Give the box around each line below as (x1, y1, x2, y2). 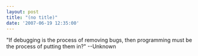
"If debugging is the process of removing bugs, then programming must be (6, 37, 193, 44)
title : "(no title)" (6, 14, 58, 20)
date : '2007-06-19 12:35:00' (6, 20, 79, 26)
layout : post (6, 8, 39, 15)
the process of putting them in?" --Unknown (6, 43, 116, 50)
